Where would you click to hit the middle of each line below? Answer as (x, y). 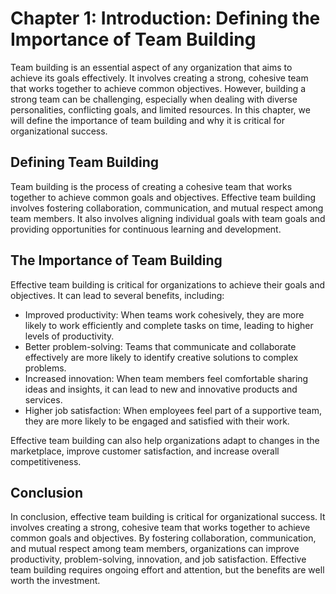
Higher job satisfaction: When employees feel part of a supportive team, (173, 410)
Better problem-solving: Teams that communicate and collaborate (160, 346)
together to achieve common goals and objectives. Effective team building (163, 197)
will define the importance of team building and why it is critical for (148, 120)
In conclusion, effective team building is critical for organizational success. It (168, 517)
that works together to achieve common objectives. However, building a (158, 88)
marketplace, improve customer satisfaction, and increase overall (145, 451)
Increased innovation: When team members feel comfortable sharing (166, 378)
